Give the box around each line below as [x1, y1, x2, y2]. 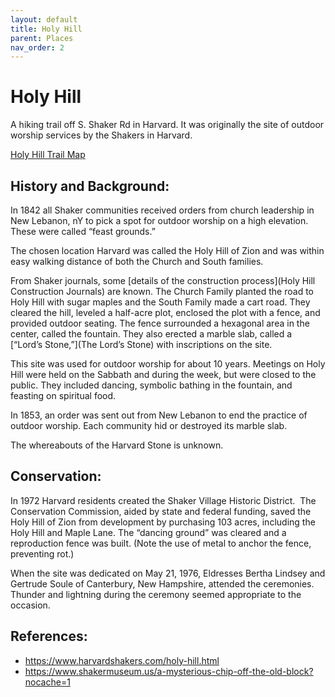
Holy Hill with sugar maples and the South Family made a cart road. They [10, 296, 311, 308]
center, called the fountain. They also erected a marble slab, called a [10, 328, 293, 340]
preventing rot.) [10, 547, 75, 560]
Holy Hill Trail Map [10, 149, 86, 161]
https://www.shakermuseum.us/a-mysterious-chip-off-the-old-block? [24, 665, 314, 677]
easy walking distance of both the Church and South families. [10, 256, 264, 267]
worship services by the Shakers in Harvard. [10, 129, 193, 141]
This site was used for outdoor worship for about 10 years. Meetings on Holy [10, 358, 326, 370]
